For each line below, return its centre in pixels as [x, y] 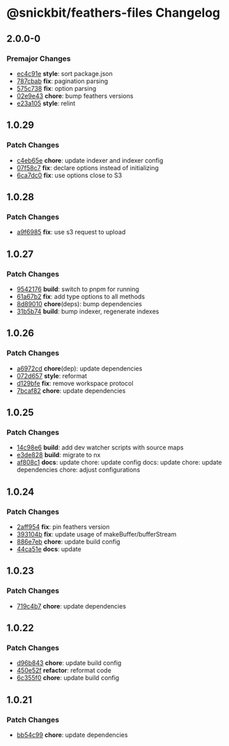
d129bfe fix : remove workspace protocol [75, 383]
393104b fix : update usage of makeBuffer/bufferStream [96, 534]
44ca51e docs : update [49, 549]
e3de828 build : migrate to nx [58, 455]
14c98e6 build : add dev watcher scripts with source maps [100, 447]
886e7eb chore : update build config [68, 542]
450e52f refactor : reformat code [64, 671]
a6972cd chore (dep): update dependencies [79, 368]
